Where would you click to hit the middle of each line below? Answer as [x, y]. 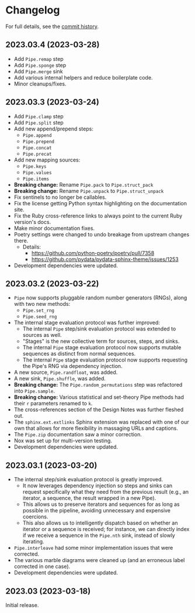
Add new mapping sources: [47, 160]
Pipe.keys [35, 166]
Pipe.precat [37, 154]
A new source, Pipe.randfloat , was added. [66, 373]
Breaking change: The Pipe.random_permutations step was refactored [98, 385]
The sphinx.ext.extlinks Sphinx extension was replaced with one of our [101, 422]
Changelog [33, 10]
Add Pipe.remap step [39, 58]
